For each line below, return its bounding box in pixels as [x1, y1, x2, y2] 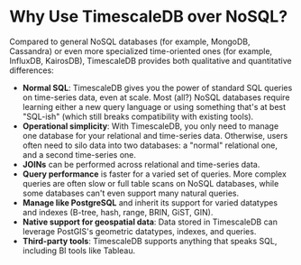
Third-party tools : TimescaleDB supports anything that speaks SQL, [22, 235, 278, 246]
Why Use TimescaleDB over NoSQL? [9, 6, 288, 27]
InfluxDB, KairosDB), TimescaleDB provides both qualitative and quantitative [9, 55, 292, 66]
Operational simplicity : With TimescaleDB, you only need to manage [22, 120, 279, 132]
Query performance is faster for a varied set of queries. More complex [22, 169, 287, 179]
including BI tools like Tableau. [22, 245, 136, 256]
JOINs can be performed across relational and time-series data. [22, 159, 260, 169]
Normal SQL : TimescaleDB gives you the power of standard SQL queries [22, 82, 293, 93]
